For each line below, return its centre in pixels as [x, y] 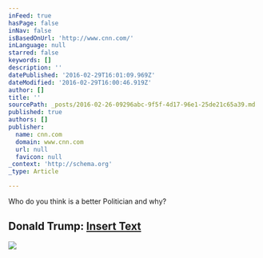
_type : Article [34, 172]
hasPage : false [34, 23]
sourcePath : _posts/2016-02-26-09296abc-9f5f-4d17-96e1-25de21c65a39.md [132, 105]
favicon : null [39, 157]
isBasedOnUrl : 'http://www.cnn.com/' [71, 38]
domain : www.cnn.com [50, 142]
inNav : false [30, 30]
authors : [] [28, 120]
